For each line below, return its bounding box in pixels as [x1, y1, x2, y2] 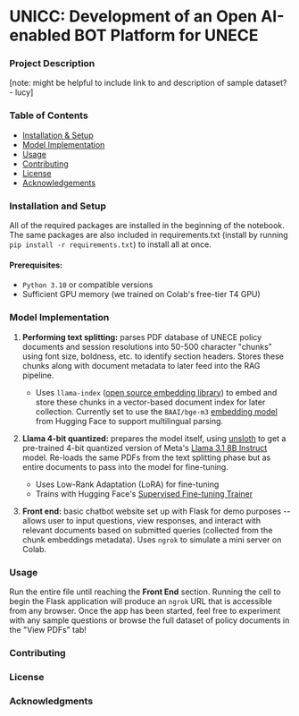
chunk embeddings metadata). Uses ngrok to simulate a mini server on [21, 534, 282, 545]
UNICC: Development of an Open [9, 6, 258, 27]
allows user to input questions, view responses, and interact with [21, 515, 262, 525]
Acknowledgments [9, 695, 94, 707]
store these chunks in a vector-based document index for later [35, 396, 266, 407]
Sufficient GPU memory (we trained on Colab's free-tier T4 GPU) [21, 289, 261, 300]
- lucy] [9, 87, 34, 98]
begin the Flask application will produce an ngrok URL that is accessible [9, 595, 272, 606]
